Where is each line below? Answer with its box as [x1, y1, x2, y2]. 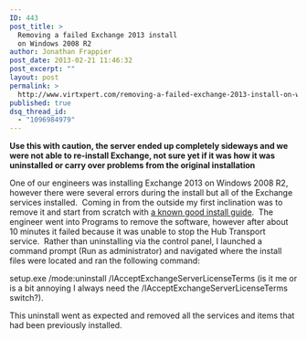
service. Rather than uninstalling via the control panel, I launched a [9, 236, 263, 247]
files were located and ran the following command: [9, 255, 201, 266]
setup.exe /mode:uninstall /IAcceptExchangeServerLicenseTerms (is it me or [9, 273, 298, 284]
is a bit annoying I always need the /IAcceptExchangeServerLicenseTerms [9, 282, 288, 293]
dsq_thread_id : [9, 107, 68, 116]
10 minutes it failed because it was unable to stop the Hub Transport [9, 226, 267, 238]
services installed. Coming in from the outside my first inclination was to [9, 197, 283, 208]
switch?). [9, 292, 44, 303]
